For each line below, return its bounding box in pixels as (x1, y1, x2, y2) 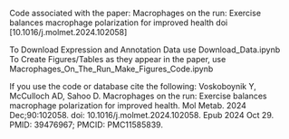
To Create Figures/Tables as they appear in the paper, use (9, 54, 226, 64)
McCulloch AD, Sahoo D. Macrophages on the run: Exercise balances (9, 90, 267, 101)
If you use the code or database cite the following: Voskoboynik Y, (9, 81, 256, 91)
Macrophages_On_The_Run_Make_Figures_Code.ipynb (9, 63, 214, 74)
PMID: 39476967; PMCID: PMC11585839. (9, 119, 163, 130)
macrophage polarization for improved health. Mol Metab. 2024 (9, 100, 246, 111)
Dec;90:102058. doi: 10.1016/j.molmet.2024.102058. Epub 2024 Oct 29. (9, 110, 275, 120)
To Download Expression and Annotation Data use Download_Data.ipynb (9, 44, 281, 55)
